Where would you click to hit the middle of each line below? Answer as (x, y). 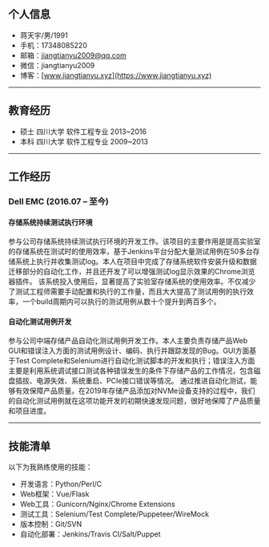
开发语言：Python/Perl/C (61, 484)
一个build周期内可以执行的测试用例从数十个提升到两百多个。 (122, 302)
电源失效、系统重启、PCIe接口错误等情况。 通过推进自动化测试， (143, 381)
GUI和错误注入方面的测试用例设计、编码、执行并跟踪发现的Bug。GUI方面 (129, 350)
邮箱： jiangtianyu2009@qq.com (73, 55)
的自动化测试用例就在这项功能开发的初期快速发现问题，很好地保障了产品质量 (134, 401)
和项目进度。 (29, 411)
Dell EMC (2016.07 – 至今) (59, 201)
